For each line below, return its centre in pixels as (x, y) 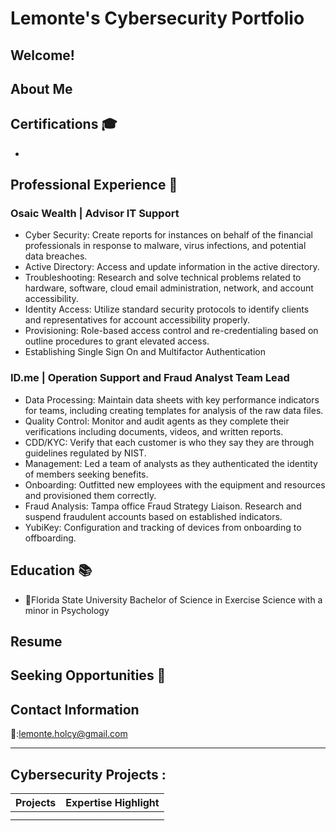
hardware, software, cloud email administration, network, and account (169, 288)
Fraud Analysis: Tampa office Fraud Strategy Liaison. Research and (163, 506)
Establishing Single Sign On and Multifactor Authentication (145, 352)
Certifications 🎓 (64, 124)
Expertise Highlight (112, 802)
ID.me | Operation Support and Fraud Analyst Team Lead (150, 378)
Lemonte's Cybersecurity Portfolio (157, 18)
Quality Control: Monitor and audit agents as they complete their (157, 421)
